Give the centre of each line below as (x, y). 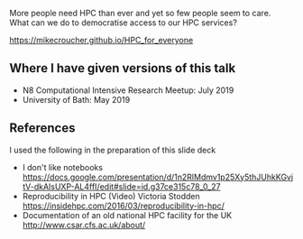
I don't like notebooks (63, 167)
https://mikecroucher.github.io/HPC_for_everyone (101, 40)
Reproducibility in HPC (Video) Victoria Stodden (111, 196)
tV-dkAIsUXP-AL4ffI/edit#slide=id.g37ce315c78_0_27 (121, 186)
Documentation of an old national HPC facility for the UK (127, 215)
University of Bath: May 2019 (76, 99)
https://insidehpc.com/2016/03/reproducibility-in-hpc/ (124, 206)
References (42, 129)
